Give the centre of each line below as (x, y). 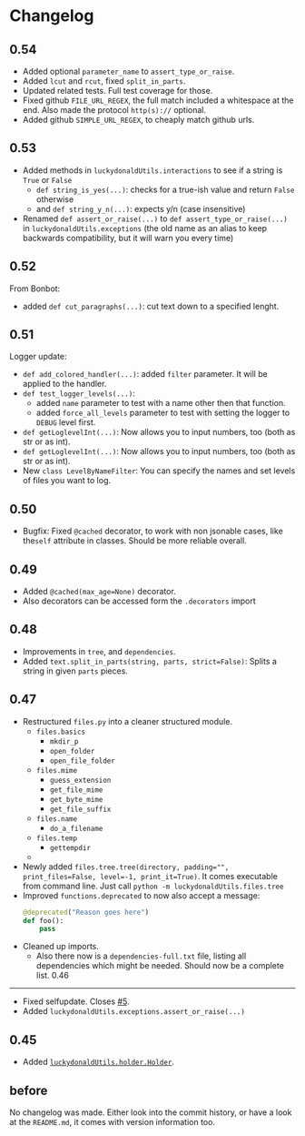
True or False (47, 179)
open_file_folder (82, 761)
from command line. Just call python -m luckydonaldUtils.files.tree (153, 886)
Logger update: (38, 357)
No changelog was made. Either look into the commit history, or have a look (151, 1112)
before (29, 1090)
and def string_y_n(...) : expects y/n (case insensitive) (141, 208)
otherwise (55, 199)
